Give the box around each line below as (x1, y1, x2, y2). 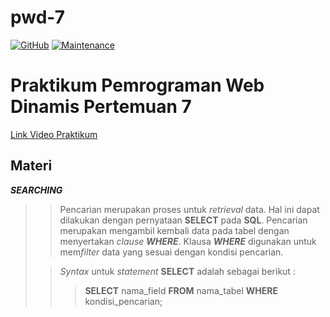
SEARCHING (10, 184, 63, 196)
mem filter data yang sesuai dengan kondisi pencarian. (59, 246, 284, 258)
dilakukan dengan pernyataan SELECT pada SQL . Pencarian (59, 214, 308, 226)
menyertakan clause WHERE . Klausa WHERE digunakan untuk (59, 235, 317, 247)
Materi (10, 157, 53, 175)
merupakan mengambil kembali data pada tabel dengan (59, 224, 290, 236)
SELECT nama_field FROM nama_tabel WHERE (84, 284, 278, 296)
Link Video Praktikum (10, 128, 98, 140)
